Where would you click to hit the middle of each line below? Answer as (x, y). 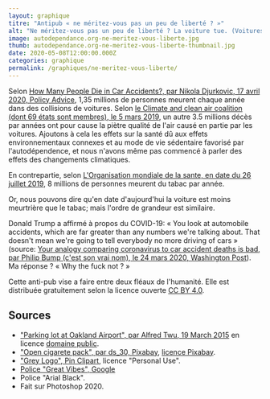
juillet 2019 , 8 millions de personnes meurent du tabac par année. (117, 183)
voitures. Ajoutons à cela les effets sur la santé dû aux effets (108, 134)
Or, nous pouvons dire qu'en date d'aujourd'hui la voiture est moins (120, 199)
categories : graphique (46, 61)
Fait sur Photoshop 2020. (62, 386)
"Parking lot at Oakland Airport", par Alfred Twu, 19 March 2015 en (129, 335)
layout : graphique (39, 16)
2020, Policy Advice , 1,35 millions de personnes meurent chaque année (127, 99)
